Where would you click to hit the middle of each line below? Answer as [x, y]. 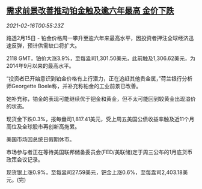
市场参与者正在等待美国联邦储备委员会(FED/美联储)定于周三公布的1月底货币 [99, 152]
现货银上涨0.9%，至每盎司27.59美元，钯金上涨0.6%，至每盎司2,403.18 [94, 172]
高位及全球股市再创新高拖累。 [43, 126]
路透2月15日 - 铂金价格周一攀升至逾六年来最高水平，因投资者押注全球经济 [97, 38]
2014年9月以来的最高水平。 [40, 65]
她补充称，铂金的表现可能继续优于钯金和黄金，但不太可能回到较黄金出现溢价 [101, 98]
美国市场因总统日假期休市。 [41, 139]
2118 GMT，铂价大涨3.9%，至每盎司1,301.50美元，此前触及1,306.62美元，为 [101, 58]
